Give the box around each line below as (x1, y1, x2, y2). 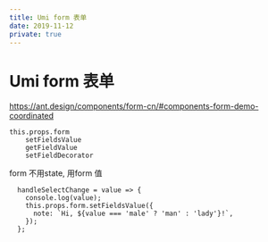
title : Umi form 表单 (9, 13, 88, 22)
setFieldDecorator (25, 151, 94, 161)
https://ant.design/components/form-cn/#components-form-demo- (9, 101, 259, 112)
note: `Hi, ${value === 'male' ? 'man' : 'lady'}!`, (32, 209, 234, 219)
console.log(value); (25, 194, 102, 203)
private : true (9, 29, 63, 38)
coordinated (9, 111, 54, 121)
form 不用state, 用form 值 (9, 168, 103, 179)
